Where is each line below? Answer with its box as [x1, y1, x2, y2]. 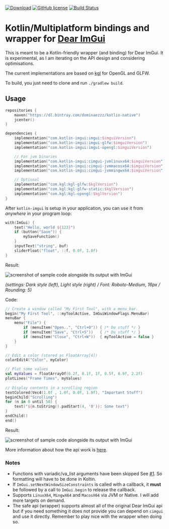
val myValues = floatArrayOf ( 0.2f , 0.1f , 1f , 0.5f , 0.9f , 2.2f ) [5, 371, 143, 376]
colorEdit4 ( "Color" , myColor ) [5, 357, 69, 362]
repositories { [5, 108, 37, 113]
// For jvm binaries [14, 154, 57, 159]
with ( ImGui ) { [5, 220, 35, 225]
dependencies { [5, 131, 37, 136]
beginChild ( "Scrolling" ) [5, 395, 57, 400]
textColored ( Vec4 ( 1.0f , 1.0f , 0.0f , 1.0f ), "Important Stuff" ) [5, 390, 143, 395]
